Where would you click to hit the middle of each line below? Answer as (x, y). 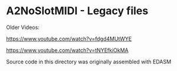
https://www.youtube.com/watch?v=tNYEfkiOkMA (67, 50)
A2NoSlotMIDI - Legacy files (77, 11)
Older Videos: (23, 27)
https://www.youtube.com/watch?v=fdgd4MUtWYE (69, 38)
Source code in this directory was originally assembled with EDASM (89, 62)
